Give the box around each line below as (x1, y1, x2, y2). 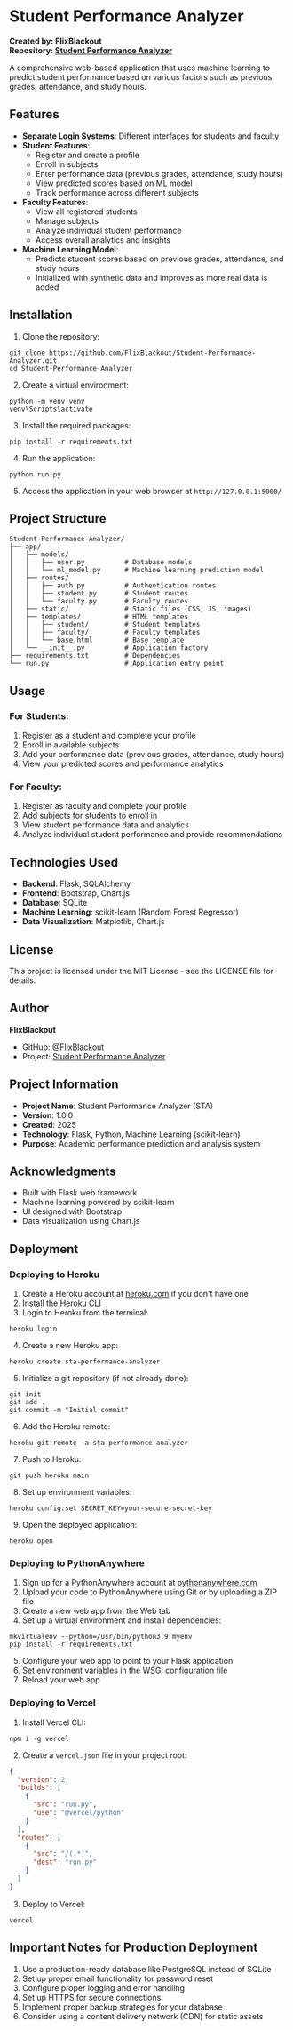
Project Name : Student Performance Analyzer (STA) (21, 1100, 214, 1111)
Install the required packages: (21, 420, 131, 430)
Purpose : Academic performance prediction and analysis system (21, 1138, 261, 1148)
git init (9, 1390, 42, 1399)
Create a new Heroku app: (21, 1340, 119, 1351)
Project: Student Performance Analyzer (21, 1051, 166, 1061)
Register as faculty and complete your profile (21, 801, 188, 811)
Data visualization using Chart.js (21, 1216, 140, 1227)
